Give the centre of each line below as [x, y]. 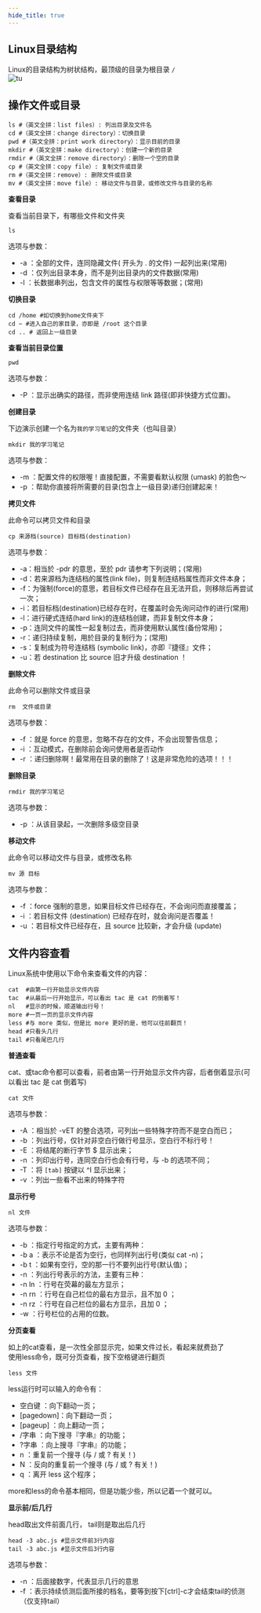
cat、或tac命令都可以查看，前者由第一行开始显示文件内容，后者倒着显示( [126, 1072]
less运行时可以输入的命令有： [56, 1389]
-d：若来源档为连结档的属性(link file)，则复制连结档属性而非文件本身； [133, 579]
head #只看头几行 [33, 1032]
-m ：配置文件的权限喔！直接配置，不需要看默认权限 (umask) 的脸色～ [133, 477]
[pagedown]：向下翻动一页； [67, 1416]
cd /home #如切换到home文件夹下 [56, 316]
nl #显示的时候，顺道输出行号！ [57, 1006]
